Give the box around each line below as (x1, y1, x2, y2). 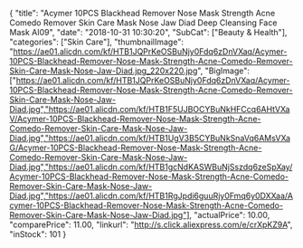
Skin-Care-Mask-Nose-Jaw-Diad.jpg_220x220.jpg (9, 65, 198, 76)
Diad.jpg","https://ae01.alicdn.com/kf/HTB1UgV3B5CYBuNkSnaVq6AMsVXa (9, 133, 291, 143)
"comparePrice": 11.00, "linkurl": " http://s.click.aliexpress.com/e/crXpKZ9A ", (9, 219, 293, 230)
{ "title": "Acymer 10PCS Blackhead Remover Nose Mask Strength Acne (9, 8, 276, 18)
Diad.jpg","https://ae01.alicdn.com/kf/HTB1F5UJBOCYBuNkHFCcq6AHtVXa (9, 104, 290, 114)
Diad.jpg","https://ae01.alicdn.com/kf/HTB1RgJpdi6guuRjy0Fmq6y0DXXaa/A (9, 190, 294, 201)
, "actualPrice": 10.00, (189, 210, 270, 220)
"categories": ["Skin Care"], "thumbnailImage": (9, 36, 184, 47)
